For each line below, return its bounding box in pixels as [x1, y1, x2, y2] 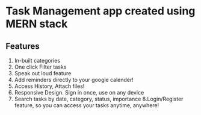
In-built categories [14, 57, 61, 64]
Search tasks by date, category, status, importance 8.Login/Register [14, 95, 184, 102]
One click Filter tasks [14, 63, 67, 70]
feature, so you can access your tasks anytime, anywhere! [14, 102, 159, 109]
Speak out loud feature [14, 70, 72, 76]
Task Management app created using [5, 4, 196, 18]
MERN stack [5, 17, 68, 31]
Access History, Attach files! [14, 82, 85, 90]
